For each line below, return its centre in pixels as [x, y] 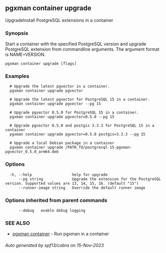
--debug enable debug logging [52, 211]
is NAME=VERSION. [25, 55]
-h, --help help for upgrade [59, 175]
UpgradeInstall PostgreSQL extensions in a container [59, 20]
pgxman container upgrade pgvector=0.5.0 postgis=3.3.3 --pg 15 [78, 134]
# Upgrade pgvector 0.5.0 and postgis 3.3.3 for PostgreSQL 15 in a [82, 126]
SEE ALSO [18, 223]
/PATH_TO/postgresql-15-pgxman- [99, 147]
